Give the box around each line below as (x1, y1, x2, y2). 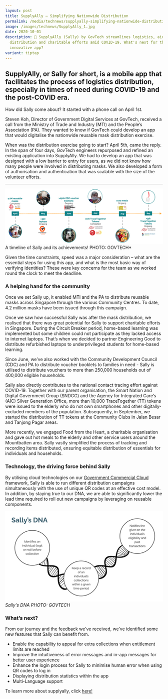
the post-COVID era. (5, 93, 70, 102)
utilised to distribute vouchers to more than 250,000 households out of (5, 367, 151, 373)
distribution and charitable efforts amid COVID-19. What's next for (9, 40, 157, 45)
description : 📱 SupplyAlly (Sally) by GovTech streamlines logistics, (5, 35, 155, 40)
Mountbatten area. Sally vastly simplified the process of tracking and (5, 440, 147, 446)
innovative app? (9, 45, 43, 50)
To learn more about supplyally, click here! (5, 688, 93, 694)
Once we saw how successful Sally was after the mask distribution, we (5, 314, 151, 321)
